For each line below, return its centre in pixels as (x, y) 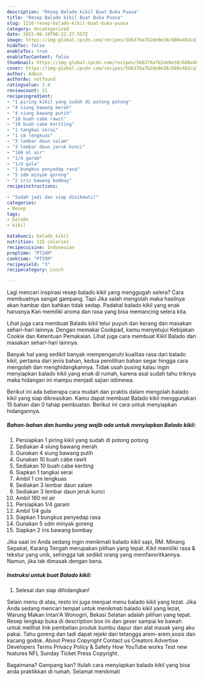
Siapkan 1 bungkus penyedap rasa (58, 517)
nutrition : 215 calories (38, 242)
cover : (15, 68)
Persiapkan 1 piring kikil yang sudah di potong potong (82, 440)
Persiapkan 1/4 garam (42, 504)
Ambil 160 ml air (36, 498)
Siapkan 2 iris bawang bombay (54, 530)
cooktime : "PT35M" (30, 259)
